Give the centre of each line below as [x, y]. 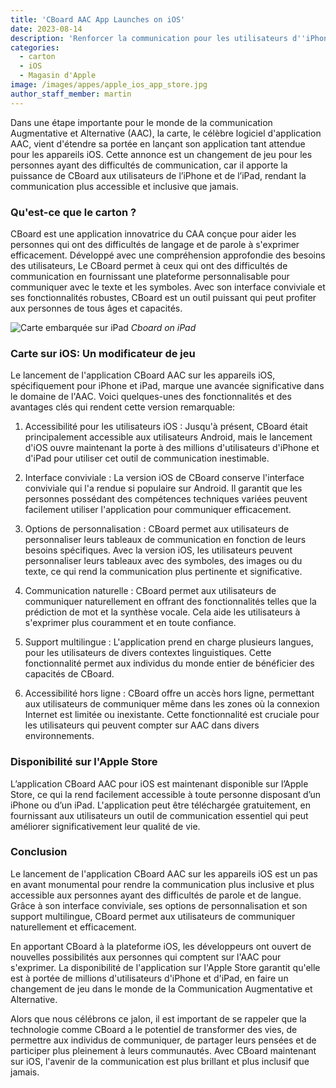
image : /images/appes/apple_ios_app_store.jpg [109, 85]
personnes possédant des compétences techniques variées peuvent [166, 499]
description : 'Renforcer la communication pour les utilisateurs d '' [158, 38]
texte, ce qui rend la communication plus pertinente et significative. [163, 572]
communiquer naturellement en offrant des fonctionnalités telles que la [170, 602]
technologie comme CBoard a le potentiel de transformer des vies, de [154, 1029]
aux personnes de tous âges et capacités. [96, 308]
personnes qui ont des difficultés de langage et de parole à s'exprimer [155, 244]
